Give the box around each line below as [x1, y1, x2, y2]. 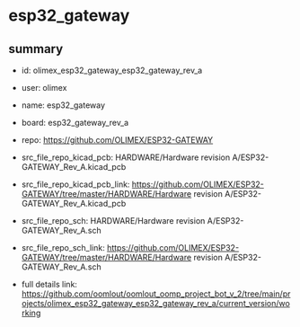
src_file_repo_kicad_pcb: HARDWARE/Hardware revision [21, 152, 231, 163]
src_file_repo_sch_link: [21, 243, 105, 252]
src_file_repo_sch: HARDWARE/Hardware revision [21, 216, 206, 225]
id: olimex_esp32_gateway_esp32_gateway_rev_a [21, 65, 203, 75]
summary [8, 41, 64, 57]
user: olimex [21, 83, 67, 93]
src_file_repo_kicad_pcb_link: [21, 179, 130, 190]
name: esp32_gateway [21, 100, 105, 110]
